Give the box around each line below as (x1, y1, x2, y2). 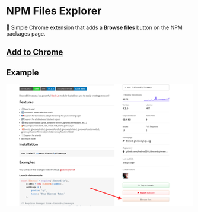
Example (6, 67, 39, 78)
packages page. (6, 30, 46, 37)
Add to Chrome (6, 48, 63, 58)
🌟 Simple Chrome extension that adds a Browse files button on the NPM (6, 24, 183, 31)
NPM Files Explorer (6, 4, 102, 18)
